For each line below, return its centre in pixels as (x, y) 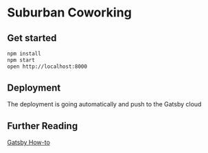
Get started (32, 38)
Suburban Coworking (69, 13)
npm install (24, 54)
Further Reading (43, 126)
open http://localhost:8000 (47, 67)
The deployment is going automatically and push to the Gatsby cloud (104, 104)
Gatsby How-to (28, 143)
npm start (21, 60)
